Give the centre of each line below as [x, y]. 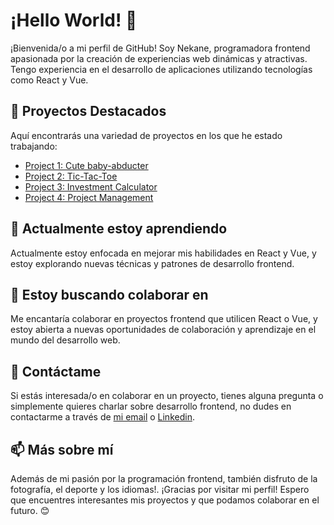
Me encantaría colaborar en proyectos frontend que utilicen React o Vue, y [164, 319]
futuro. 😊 [30, 510]
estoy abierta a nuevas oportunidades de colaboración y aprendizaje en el [163, 330]
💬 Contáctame [56, 371]
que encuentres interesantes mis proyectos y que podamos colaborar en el [165, 500]
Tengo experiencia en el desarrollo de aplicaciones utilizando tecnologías [161, 69]
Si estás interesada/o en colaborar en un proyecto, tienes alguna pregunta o [167, 396]
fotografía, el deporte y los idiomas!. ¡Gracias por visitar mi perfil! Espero [160, 489]
